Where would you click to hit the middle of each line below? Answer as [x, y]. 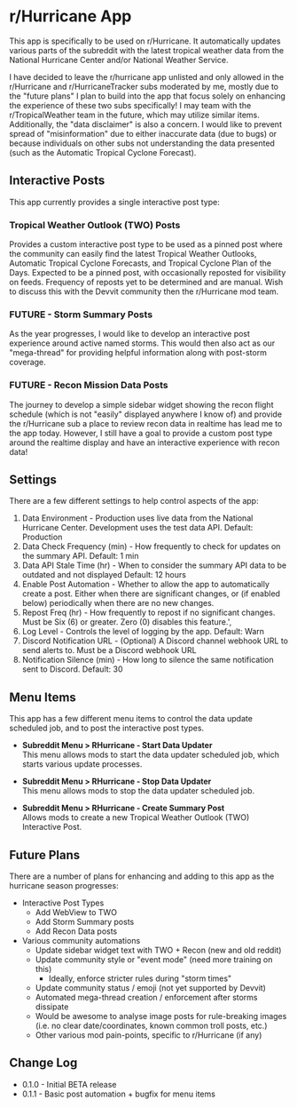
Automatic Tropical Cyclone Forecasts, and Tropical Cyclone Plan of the [141, 263]
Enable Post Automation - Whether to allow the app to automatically [146, 585]
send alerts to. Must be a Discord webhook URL [109, 650]
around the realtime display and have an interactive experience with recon [145, 442]
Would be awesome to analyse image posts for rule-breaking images [161, 1016]
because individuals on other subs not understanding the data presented [142, 143]
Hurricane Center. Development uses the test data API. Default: [137, 528]
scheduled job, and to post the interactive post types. [107, 728]
